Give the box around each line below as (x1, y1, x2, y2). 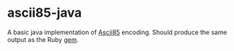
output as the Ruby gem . (7, 35, 79, 43)
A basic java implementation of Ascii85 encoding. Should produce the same (7, 28, 228, 36)
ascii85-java (7, 5, 82, 21)
